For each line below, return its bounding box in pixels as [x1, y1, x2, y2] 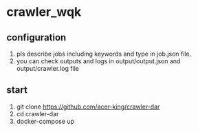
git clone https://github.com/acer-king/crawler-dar [16, 102, 160, 111]
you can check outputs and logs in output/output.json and [16, 57, 181, 65]
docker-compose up [16, 117, 75, 125]
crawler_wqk [6, 4, 82, 20]
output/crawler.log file [16, 65, 80, 72]
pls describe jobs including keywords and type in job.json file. [16, 49, 192, 58]
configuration [6, 32, 67, 43]
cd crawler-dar [16, 109, 59, 118]
